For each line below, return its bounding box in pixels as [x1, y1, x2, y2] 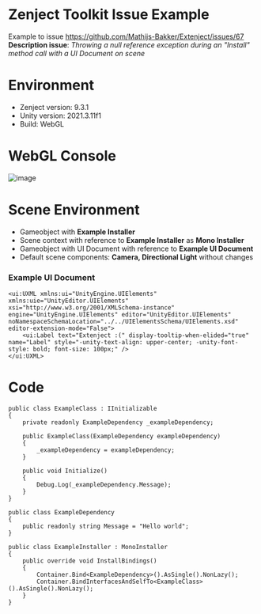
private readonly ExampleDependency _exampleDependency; [22, 418, 214, 426]
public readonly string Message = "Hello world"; [22, 522, 190, 530]
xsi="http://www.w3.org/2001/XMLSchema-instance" [8, 304, 176, 312]
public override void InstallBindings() [22, 556, 157, 565]
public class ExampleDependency [8, 508, 115, 516]
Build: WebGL [19, 119, 65, 128]
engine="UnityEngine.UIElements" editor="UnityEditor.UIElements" [8, 311, 232, 319]
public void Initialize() [22, 467, 108, 475]
